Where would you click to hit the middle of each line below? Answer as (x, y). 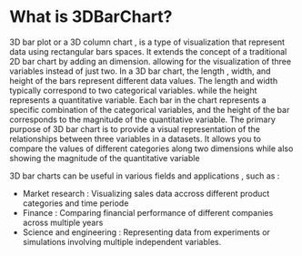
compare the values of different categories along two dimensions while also (151, 148)
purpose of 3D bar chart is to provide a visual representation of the (135, 128)
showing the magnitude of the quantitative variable (105, 158)
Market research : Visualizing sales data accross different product (146, 193)
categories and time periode (75, 203)
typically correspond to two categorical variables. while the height (133, 90)
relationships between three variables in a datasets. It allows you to (136, 138)
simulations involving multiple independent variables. (122, 241)
